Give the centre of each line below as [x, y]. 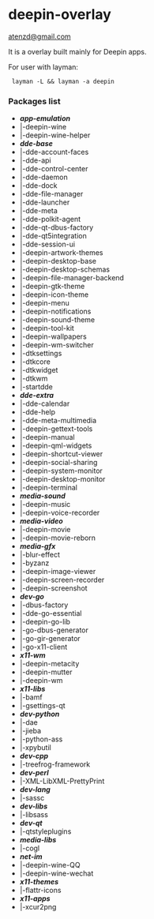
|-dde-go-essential [51, 613]
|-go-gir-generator [50, 639]
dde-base [36, 144]
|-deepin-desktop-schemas [65, 269]
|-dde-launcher [45, 202]
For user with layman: [43, 67]
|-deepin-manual [47, 437]
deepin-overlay [60, 15]
